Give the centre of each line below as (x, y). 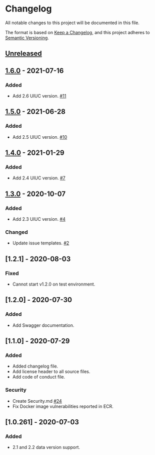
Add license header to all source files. (51, 372)
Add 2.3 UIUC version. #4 (39, 219)
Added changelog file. (35, 366)
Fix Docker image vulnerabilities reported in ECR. (63, 406)
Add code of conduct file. (39, 377)
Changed (17, 232)
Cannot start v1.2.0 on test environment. (54, 284)
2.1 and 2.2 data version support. (46, 447)
